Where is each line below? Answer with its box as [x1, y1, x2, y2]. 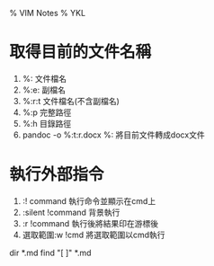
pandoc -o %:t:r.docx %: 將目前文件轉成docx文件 [22, 129, 205, 140]
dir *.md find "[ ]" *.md [9, 247, 92, 258]
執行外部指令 [9, 164, 105, 185]
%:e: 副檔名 [22, 84, 66, 95]
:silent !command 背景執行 [22, 207, 120, 217]
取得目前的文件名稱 [9, 42, 152, 62]
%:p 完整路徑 [22, 107, 72, 118]
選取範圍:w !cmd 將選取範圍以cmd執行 [22, 229, 165, 240]
